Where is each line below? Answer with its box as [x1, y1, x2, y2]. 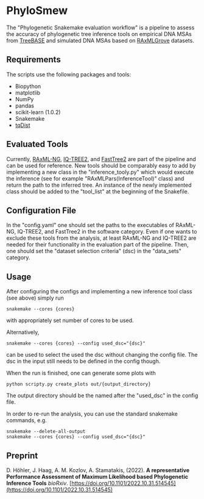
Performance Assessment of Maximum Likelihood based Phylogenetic [6, 473, 189, 480]
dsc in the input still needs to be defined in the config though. [6, 357, 161, 365]
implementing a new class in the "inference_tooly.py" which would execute [6, 168, 194, 176]
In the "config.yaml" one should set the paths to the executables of [6, 221, 175, 229]
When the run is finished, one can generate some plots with [6, 370, 157, 377]
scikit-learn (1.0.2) [15, 108, 61, 116]
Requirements [6, 54, 61, 65]
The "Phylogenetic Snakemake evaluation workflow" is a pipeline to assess [6, 24, 195, 31]
